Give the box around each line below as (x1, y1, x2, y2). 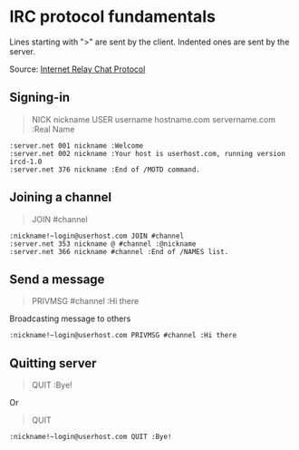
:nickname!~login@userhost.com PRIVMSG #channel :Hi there (9, 331, 237, 340)
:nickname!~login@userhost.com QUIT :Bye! (9, 433, 172, 442)
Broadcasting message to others (9, 313, 131, 324)
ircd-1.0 (9, 157, 43, 166)
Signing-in (9, 90, 71, 105)
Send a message (9, 271, 105, 287)
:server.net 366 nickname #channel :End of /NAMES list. (9, 247, 229, 256)
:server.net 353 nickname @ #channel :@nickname (9, 239, 197, 249)
